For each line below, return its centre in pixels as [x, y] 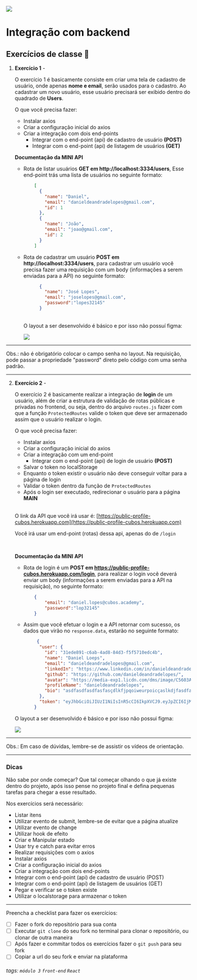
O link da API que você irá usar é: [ [56, 516]
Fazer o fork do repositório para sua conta [66, 924]
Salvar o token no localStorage [60, 467]
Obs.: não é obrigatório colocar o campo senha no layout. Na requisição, [94, 353]
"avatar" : [56, 680]
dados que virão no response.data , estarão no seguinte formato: [101, 631]
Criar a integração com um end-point [68, 454]
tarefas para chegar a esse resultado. [51, 792]
